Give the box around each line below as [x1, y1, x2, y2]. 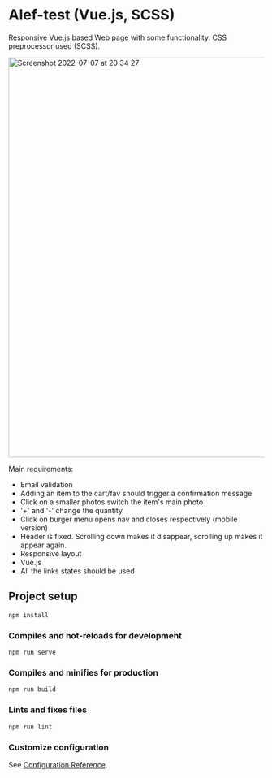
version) [19, 522, 49, 533]
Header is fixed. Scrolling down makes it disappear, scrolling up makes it [19, 531, 263, 541]
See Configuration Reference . [8, 759, 108, 769]
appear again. [19, 540, 67, 550]
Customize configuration [8, 741, 110, 753]
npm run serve [8, 648, 57, 657]
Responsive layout [19, 548, 82, 558]
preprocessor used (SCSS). [8, 41, 101, 50]
